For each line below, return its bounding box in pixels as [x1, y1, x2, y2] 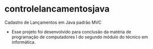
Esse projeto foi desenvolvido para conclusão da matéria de [11, 29, 131, 34]
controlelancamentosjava [4, 3, 110, 15]
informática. [11, 39, 36, 45]
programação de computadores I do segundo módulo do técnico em [11, 34, 148, 40]
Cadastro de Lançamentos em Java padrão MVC [4, 19, 102, 25]
